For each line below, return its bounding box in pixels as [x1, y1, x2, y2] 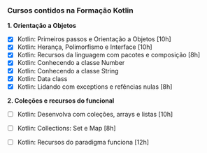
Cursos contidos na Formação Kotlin [7, 6, 134, 15]
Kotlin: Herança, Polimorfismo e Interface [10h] [17, 43, 152, 51]
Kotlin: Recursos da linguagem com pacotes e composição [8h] [17, 51, 201, 59]
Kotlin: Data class [17, 74, 68, 82]
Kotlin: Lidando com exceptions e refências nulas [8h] [17, 82, 173, 91]
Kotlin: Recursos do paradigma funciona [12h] [17, 138, 149, 146]
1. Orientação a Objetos [7, 22, 77, 30]
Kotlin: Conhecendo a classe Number [17, 59, 125, 67]
